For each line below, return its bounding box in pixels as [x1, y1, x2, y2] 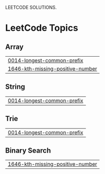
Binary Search [5, 146, 51, 155]
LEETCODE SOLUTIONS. [5, 5, 57, 10]
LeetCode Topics [5, 22, 79, 34]
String [5, 83, 25, 91]
